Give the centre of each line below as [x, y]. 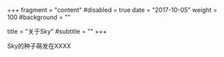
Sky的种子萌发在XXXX [39, 46]
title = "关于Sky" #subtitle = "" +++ [57, 31]
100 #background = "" [39, 17]
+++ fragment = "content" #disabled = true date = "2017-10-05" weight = [112, 10]
